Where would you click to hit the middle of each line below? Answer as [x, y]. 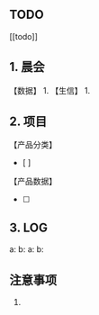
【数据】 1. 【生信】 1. [50, 90]
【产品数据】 [33, 181]
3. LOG [28, 227]
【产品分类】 [33, 145]
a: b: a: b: [27, 249]
